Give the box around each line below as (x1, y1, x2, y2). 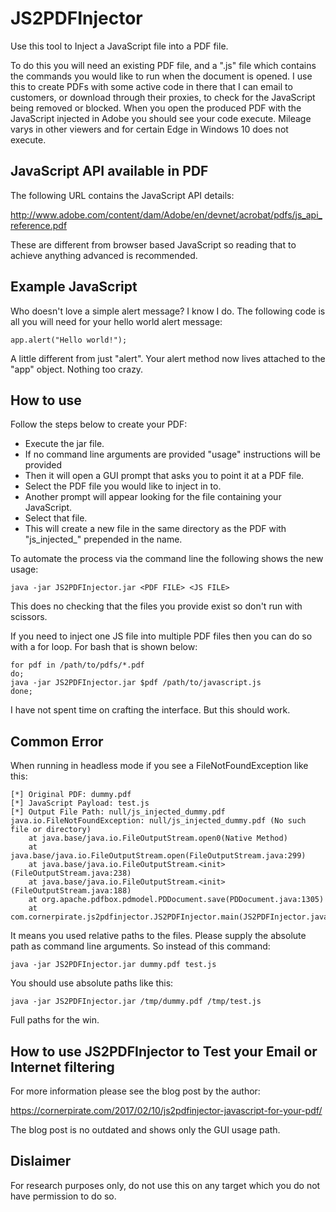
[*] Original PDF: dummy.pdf (10, 790, 132, 800)
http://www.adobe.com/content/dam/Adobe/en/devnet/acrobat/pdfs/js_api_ (10, 208, 323, 221)
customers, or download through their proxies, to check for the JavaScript (10, 91, 316, 103)
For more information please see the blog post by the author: (10, 1085, 261, 1097)
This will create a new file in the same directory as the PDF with (24, 523, 287, 535)
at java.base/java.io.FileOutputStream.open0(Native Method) (28, 833, 288, 844)
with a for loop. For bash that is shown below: (10, 641, 198, 653)
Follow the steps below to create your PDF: (10, 418, 188, 431)
